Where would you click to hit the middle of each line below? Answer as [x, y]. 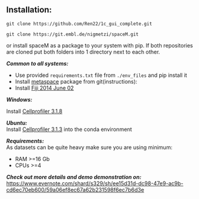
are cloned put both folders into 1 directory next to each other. [83, 52]
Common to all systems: [37, 63]
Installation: [29, 10]
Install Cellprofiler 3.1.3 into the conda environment [69, 129]
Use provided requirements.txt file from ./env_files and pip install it [101, 75]
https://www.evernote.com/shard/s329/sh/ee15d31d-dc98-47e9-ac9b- [95, 183]
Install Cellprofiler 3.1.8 [34, 111]
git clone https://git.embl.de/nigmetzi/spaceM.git [72, 34]
